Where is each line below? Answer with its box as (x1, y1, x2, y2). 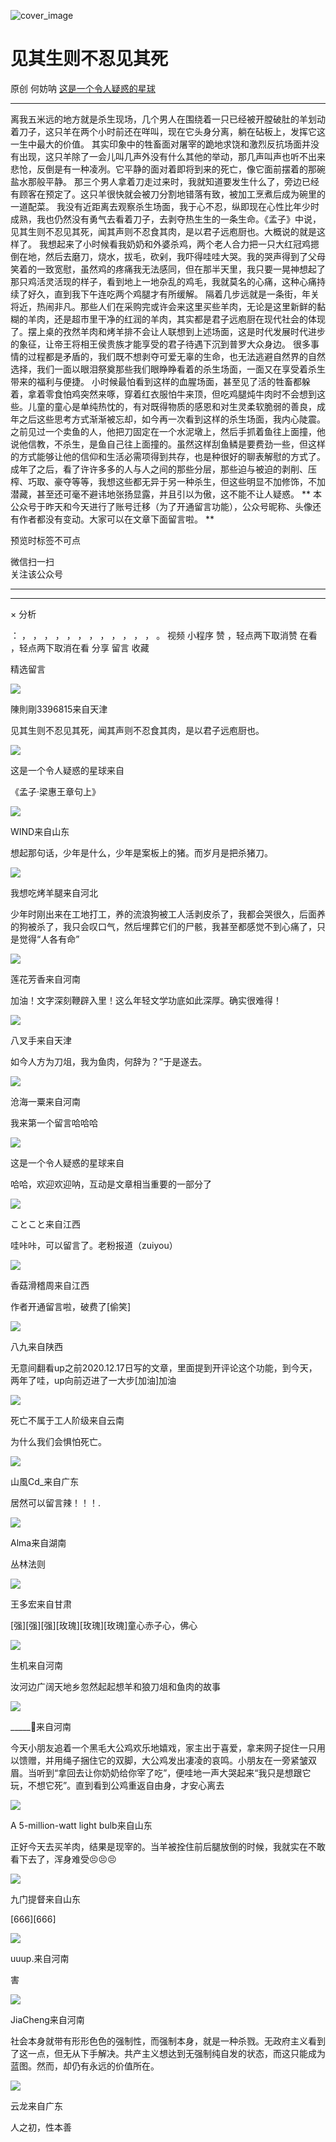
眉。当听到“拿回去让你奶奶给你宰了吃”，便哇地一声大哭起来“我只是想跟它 (10, 1766, 312, 1779)
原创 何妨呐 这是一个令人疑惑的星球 (10, 82, 156, 94)
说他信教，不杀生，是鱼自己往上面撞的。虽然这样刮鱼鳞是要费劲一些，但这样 (10, 438, 326, 450)
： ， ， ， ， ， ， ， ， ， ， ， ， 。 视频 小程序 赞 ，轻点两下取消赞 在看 (10, 629, 318, 641)
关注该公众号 (10, 568, 63, 580)
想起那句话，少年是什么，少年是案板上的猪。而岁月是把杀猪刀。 (10, 846, 273, 859)
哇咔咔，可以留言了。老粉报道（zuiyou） (10, 1239, 178, 1251)
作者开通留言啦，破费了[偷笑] (10, 1300, 132, 1312)
